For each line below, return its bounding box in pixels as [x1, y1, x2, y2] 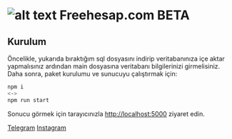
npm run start [7, 96, 50, 103]
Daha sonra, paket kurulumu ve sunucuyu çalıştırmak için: [7, 70, 178, 78]
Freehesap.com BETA [59, 7, 191, 24]
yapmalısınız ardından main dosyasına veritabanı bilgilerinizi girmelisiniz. [7, 62, 221, 71]
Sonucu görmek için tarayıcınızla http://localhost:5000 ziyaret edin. [7, 109, 205, 118]
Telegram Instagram [7, 123, 66, 132]
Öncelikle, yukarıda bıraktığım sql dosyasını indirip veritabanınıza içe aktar [7, 54, 225, 63]
